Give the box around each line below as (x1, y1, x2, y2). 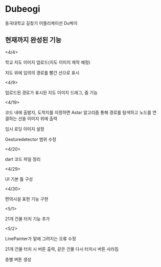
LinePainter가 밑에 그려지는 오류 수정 (5, 236, 76, 242)
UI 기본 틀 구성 (5, 176, 33, 182)
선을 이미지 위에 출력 (18, 115, 58, 121)
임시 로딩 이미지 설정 (5, 126, 45, 132)
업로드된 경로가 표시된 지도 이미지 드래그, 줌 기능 (5, 89, 98, 95)
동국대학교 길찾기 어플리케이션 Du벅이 (5, 20, 78, 26)
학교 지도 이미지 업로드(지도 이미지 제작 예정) (5, 59, 91, 65)
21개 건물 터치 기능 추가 (5, 216, 50, 222)
